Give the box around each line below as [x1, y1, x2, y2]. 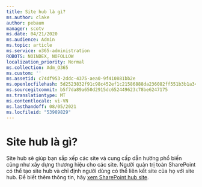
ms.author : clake [6, 14, 50, 20]
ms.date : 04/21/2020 [6, 31, 58, 37]
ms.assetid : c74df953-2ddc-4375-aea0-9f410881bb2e [6, 76, 136, 82]
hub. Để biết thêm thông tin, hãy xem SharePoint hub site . [6, 174, 149, 181]
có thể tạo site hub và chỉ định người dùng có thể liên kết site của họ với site [6, 167, 195, 174]
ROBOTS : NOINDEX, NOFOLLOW [6, 53, 74, 59]
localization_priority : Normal [6, 59, 85, 65]
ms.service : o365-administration [6, 48, 90, 54]
